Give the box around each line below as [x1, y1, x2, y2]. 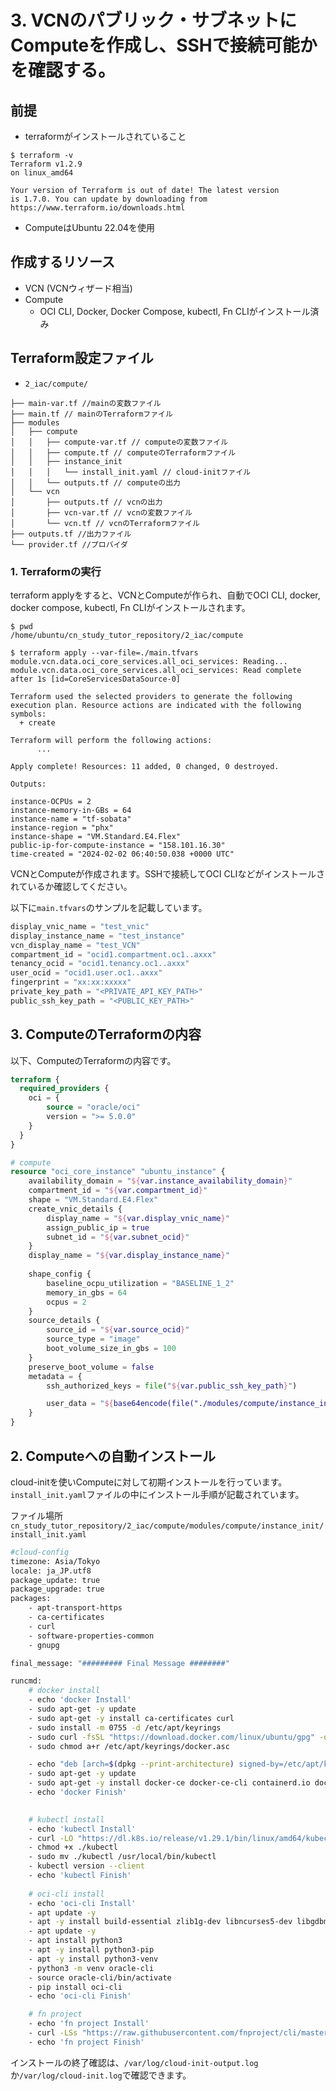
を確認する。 [10, 59, 117, 82]
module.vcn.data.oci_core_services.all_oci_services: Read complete [10, 665, 302, 675]
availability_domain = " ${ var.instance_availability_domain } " [28, 1176, 293, 1186]
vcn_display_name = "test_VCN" [10, 940, 141, 950]
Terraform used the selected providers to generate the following [10, 691, 293, 701]
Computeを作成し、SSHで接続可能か [10, 34, 318, 57]
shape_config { [28, 1269, 92, 1280]
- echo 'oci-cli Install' [28, 1898, 137, 1908]
